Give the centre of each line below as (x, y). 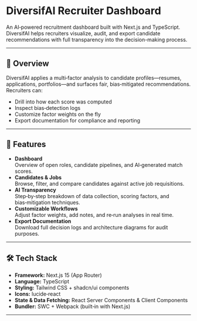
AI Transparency (35, 190)
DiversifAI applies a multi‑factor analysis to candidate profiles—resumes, (94, 78)
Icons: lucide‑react (38, 294)
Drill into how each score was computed (63, 102)
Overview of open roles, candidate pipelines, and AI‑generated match (98, 165)
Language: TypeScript (42, 282)
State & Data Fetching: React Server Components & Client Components (101, 300)
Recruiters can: (24, 90)
